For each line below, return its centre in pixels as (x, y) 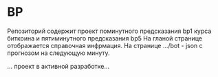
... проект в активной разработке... (58, 66)
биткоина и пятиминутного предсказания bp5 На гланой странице (105, 38)
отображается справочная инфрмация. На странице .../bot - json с (105, 45)
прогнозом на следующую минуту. (58, 53)
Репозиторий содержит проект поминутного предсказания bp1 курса (109, 31)
